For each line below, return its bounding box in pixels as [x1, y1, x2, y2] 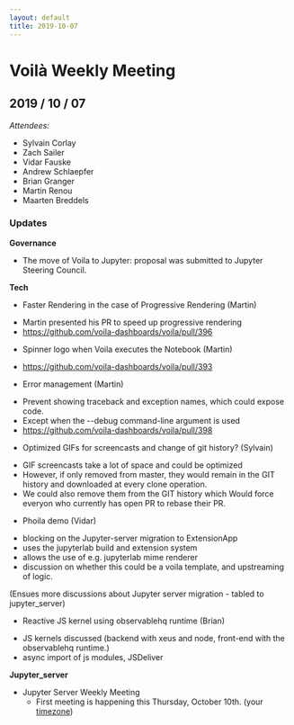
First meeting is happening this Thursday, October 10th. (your [35, 696, 263, 707]
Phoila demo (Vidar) [22, 515, 97, 526]
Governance [9, 237, 57, 248]
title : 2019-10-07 [9, 22, 78, 31]
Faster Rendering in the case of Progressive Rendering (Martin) [22, 299, 257, 310]
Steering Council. [22, 264, 87, 275]
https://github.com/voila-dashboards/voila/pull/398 [22, 425, 213, 435]
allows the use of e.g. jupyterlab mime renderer [22, 551, 198, 562]
